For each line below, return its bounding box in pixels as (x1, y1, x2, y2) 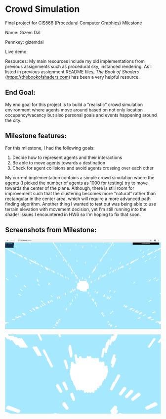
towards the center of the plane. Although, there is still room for (5, 185, 134, 191)
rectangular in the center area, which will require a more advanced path (5, 196, 151, 202)
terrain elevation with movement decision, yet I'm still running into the (5, 206, 147, 212)
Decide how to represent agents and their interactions (12, 155, 123, 160)
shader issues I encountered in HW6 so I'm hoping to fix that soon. (5, 211, 141, 217)
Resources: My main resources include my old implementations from (5, 58, 145, 64)
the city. (5, 117, 22, 123)
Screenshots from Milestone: (5, 225, 97, 234)
